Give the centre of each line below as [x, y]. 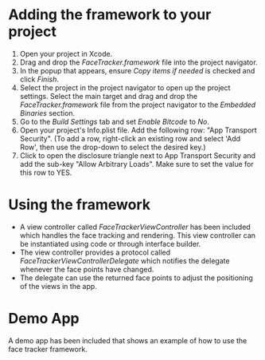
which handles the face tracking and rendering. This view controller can [138, 235]
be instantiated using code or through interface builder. [110, 243]
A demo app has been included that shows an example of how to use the [128, 340]
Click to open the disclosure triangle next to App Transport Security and [138, 155]
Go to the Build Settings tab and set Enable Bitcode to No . [114, 121]
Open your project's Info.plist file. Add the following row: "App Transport [138, 130]
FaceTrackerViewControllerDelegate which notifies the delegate [125, 260]
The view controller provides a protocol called [95, 252]
